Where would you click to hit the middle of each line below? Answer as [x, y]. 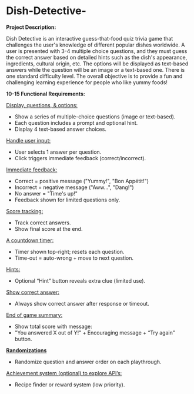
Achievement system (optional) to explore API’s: [64, 373]
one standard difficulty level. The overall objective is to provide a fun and [94, 76]
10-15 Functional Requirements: [46, 94]
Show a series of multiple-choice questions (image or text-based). [95, 117]
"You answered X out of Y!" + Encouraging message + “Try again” [95, 332]
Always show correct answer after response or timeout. [82, 303]
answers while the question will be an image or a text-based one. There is [96, 69]
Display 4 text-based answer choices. [61, 129]
